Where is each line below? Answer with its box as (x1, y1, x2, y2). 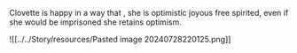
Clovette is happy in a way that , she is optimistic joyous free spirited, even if (9, 8, 289, 18)
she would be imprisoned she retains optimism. (9, 17, 182, 27)
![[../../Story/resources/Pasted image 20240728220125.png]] (9, 34, 231, 44)
